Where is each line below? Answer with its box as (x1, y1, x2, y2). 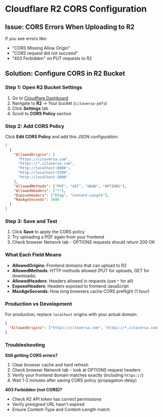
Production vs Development (5, 300, 72, 307)
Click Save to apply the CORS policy (12, 229, 85, 235)
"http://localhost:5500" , (17, 170, 70, 175)
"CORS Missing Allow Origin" (12, 45, 70, 51)
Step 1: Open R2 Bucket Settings (5, 84, 82, 91)
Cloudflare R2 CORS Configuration (5, 3, 147, 15)
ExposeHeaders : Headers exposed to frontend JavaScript (12, 283, 129, 289)
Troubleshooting (5, 341, 45, 348)
